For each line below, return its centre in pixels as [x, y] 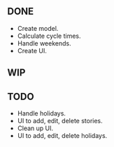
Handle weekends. [44, 43]
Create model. [38, 28]
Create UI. [32, 50]
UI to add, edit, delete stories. [60, 121]
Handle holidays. [42, 113]
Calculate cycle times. [49, 36]
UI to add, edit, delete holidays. [62, 136]
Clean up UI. [35, 128]
